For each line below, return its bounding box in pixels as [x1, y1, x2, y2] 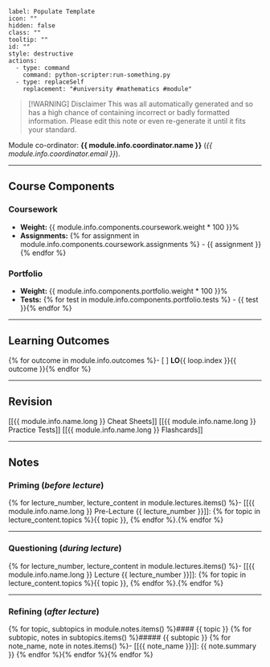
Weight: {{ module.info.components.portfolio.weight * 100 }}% [19, 286, 228, 295]
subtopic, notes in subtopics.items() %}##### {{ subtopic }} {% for [8, 632, 231, 642]
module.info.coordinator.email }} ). [8, 149, 121, 159]
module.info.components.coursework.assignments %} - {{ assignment [19, 239, 254, 249]
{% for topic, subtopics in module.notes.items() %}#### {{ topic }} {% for [8, 624, 252, 633]
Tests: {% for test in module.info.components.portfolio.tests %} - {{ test [19, 294, 259, 304]
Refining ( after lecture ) [8, 606, 100, 617]
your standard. [27, 125, 77, 134]
